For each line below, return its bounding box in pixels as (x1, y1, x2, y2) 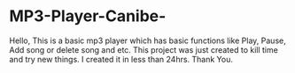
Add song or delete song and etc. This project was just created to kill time (9, 44, 279, 55)
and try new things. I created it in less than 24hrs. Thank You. (9, 54, 233, 64)
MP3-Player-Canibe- (9, 6, 167, 26)
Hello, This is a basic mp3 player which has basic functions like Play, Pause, (9, 35, 286, 46)
